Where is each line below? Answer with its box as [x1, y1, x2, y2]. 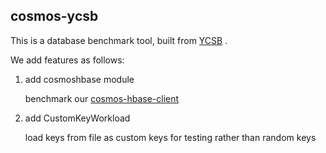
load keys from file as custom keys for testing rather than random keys [24, 131, 317, 143]
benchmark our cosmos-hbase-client [24, 92, 180, 104]
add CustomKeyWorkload [24, 112, 131, 124]
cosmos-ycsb [10, 8, 99, 25]
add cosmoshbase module [24, 73, 135, 85]
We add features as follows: [10, 54, 125, 66]
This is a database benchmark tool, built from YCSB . [10, 34, 228, 46]
